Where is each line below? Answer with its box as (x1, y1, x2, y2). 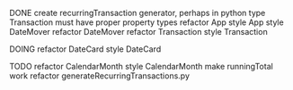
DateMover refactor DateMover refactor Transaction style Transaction (9, 27, 268, 37)
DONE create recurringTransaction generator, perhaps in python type (9, 8, 266, 18)
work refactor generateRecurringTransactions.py (9, 70, 191, 81)
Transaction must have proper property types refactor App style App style (9, 17, 285, 28)
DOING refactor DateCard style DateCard (9, 44, 162, 54)
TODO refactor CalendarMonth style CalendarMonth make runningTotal (9, 61, 274, 71)
